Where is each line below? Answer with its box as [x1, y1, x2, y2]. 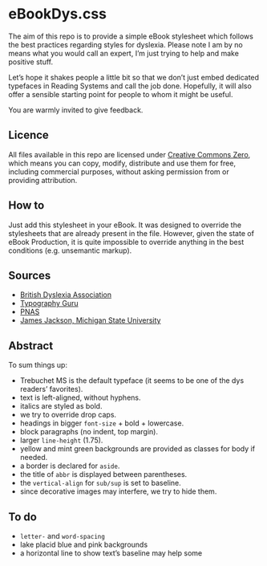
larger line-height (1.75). [19, 435, 103, 446]
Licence [8, 128, 50, 142]
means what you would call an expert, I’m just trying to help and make [8, 48, 239, 58]
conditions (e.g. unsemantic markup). [8, 246, 132, 255]
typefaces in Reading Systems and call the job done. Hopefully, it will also [8, 81, 253, 91]
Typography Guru [19, 299, 79, 308]
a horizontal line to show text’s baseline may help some [19, 548, 203, 558]
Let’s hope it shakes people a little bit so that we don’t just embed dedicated [8, 72, 259, 82]
